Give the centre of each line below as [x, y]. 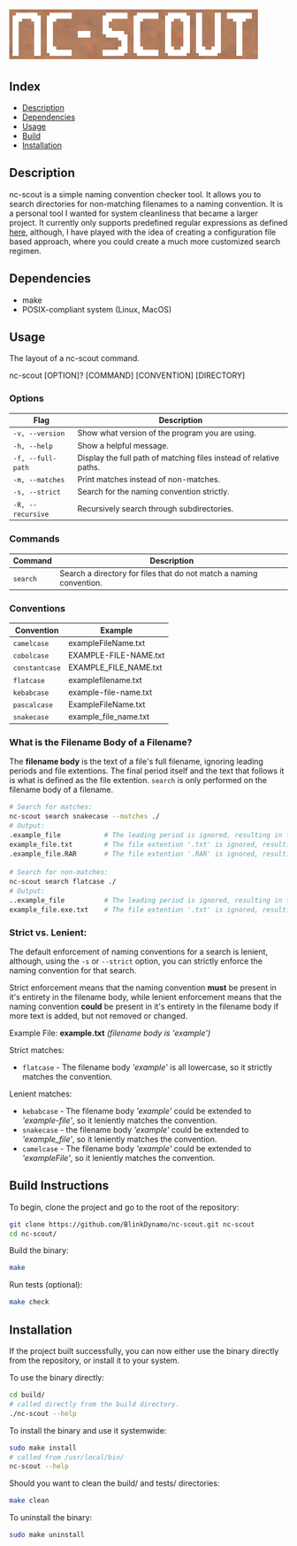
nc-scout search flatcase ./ [63, 882]
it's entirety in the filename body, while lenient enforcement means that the [145, 996]
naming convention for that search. [73, 970]
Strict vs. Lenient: [48, 932]
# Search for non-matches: [59, 873]
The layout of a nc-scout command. [74, 358]
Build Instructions [59, 1186]
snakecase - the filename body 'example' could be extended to [135, 1129]
